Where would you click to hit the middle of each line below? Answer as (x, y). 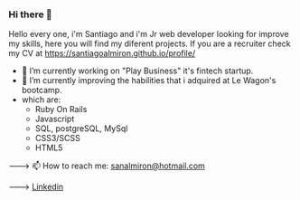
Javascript (55, 119)
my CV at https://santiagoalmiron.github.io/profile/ (102, 53)
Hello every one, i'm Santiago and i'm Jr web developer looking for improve (149, 34)
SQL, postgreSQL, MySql (81, 129)
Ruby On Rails (61, 110)
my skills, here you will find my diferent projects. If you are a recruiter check (150, 43)
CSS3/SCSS (57, 138)
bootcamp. (42, 90)
